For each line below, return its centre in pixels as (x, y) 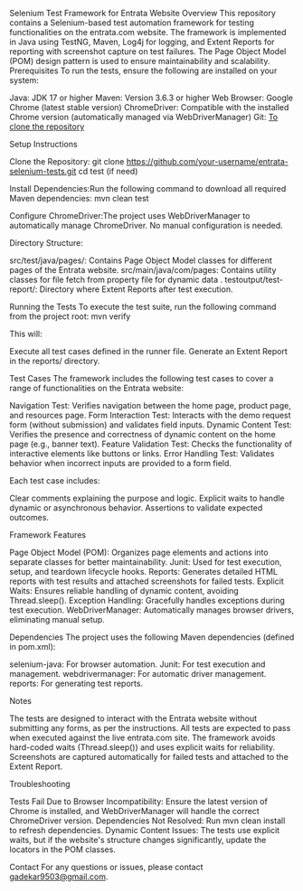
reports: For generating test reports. (76, 683)
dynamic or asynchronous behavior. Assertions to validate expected (136, 508)
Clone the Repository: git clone (67, 161)
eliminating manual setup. (57, 619)
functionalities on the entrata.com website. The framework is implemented (148, 32)
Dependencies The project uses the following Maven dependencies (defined (152, 637)
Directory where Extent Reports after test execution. (136, 289)
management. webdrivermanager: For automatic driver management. (138, 674)
